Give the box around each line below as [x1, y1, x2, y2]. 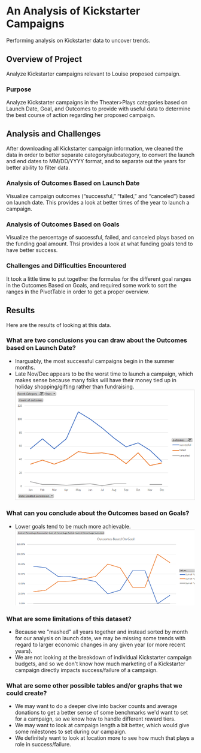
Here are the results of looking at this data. [6, 321, 112, 328]
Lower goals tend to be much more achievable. [14, 523, 131, 530]
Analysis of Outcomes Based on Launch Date [6, 179, 140, 187]
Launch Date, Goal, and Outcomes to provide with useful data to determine [6, 105, 191, 112]
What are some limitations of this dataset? [6, 614, 132, 623]
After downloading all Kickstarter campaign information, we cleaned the [6, 145, 184, 152]
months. [14, 364, 36, 371]
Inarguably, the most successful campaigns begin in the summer [14, 357, 175, 364]
